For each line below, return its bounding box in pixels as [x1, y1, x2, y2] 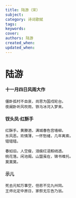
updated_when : [5, 45, 35, 50]
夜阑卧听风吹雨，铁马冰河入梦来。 [5, 104, 66, 109]
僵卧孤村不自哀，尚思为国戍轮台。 [5, 99, 66, 104]
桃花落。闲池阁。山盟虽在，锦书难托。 [5, 154, 73, 160]
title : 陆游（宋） [5, 7, 41, 13]
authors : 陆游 [5, 36, 34, 41]
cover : [5, 31, 19, 36]
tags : [5, 21, 17, 27]
